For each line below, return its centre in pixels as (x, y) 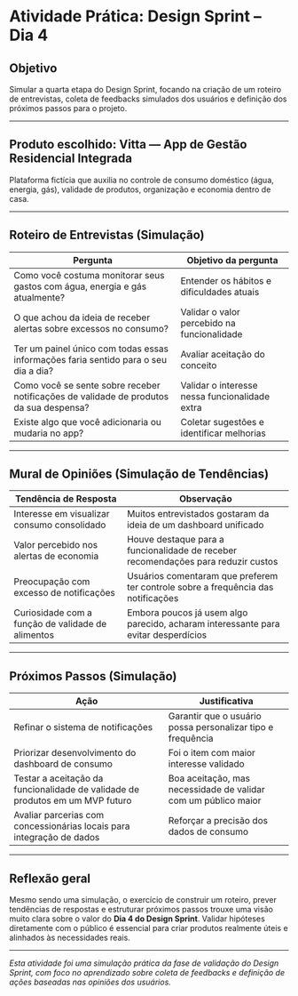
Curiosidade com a (53, 613)
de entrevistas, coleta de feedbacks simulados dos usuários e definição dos (148, 99)
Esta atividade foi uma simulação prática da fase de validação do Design (144, 963)
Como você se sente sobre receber (87, 385)
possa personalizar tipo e (221, 727)
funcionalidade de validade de (77, 790)
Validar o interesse (219, 385)
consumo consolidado (60, 525)
